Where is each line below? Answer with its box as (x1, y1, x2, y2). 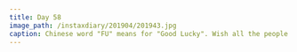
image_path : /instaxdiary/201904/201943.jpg (9, 21, 177, 30)
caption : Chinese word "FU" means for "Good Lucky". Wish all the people (9, 29, 289, 38)
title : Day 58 (9, 12, 62, 22)
